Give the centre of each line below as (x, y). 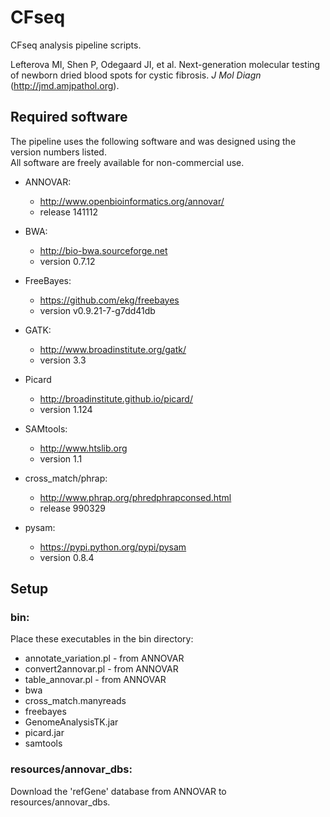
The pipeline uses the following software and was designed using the (153, 141)
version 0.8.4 (67, 557)
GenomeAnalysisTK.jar (71, 722)
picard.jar (44, 733)
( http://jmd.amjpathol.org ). (65, 85)
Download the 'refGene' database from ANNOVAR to (118, 791)
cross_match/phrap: (66, 478)
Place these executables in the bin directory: (102, 639)
